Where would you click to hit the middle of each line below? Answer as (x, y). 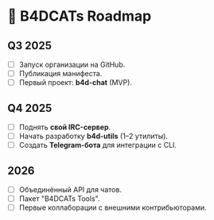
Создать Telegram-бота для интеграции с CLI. (97, 145)
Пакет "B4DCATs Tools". (59, 199)
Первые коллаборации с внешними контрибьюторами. (113, 208)
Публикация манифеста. (60, 74)
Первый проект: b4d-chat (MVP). (76, 83)
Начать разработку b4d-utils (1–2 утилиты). (93, 136)
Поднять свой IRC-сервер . (65, 127)
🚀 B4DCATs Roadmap (80, 16)
